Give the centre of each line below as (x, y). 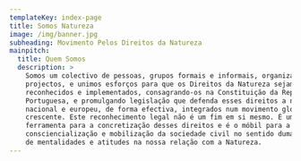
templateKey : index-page (56, 17)
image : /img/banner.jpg (54, 34)
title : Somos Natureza (52, 26)
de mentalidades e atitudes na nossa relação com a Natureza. (144, 142)
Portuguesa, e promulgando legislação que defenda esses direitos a (156, 101)
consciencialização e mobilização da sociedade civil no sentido (150, 134)
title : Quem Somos (52, 59)
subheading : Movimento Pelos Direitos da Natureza (106, 42)
